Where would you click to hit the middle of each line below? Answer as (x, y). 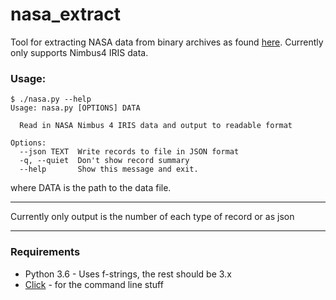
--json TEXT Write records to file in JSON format (129, 152)
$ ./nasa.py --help (51, 99)
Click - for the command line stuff (94, 284)
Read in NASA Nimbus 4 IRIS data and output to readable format (156, 126)
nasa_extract (65, 14)
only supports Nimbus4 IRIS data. (79, 52)
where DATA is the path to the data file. (91, 188)
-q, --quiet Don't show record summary (104, 161)
